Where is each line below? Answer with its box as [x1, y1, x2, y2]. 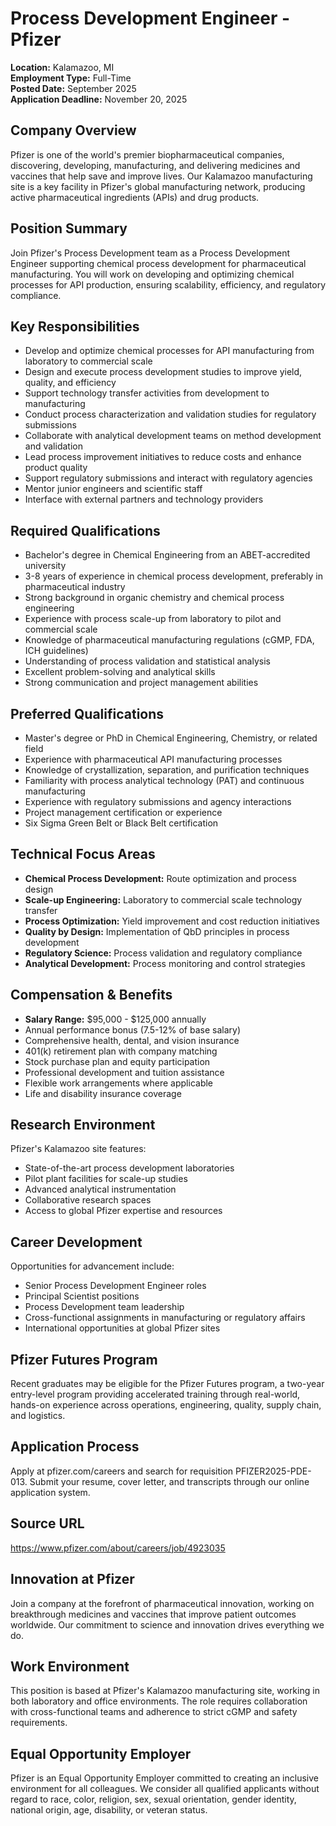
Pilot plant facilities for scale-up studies [24, 1173, 188, 1185]
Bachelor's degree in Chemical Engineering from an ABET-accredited [24, 549, 311, 561]
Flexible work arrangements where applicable [24, 1077, 214, 1089]
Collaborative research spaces [24, 1194, 152, 1206]
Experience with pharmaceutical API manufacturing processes [24, 753, 283, 765]
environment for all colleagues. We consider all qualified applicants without [10, 1783, 320, 1795]
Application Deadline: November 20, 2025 [10, 93, 188, 105]
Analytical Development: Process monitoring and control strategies [24, 957, 306, 969]
